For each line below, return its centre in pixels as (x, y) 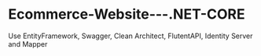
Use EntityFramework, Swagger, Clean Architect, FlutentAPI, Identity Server (130, 36)
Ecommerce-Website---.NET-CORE (127, 14)
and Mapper (28, 44)
